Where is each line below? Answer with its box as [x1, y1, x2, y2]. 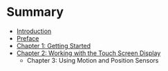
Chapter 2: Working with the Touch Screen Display [16, 49, 161, 57]
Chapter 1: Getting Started [16, 41, 91, 50]
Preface [16, 34, 39, 42]
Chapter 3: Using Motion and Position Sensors [26, 56, 159, 64]
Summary [6, 4, 64, 20]
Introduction [16, 27, 52, 35]
